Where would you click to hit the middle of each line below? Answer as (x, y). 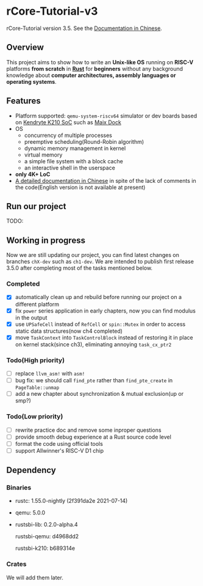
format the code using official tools (59, 443)
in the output (31, 317)
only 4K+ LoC (33, 174)
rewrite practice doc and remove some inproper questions (88, 430)
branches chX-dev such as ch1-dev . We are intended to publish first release (100, 262)
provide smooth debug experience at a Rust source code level (93, 437)
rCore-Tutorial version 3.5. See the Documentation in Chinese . (84, 28)
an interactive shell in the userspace (70, 168)
